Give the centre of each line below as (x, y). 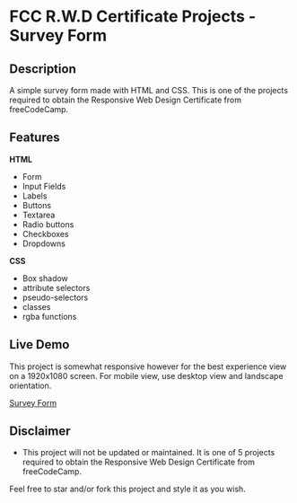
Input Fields (44, 186)
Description (43, 69)
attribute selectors (56, 287)
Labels (35, 196)
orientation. (31, 385)
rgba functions (49, 316)
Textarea (39, 215)
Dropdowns (44, 243)
